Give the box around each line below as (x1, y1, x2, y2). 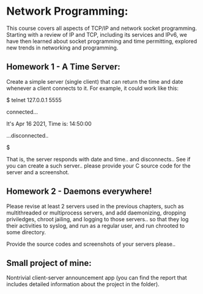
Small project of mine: (6, 258, 92, 268)
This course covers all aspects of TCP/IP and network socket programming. (6, 24, 197, 32)
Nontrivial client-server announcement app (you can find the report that (6, 274, 187, 282)
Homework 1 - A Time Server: (6, 62, 120, 72)
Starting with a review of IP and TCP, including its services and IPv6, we (6, 31, 188, 38)
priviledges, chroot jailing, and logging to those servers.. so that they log (6, 215, 189, 222)
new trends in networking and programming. (6, 44, 119, 51)
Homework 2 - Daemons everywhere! (6, 186, 152, 197)
